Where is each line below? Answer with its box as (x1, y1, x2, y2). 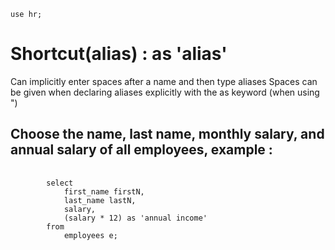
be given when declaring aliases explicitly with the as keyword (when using (10, 86, 320, 98)
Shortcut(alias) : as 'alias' (10, 43, 228, 65)
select (46, 178, 74, 188)
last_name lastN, (63, 195, 137, 205)
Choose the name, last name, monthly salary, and (10, 126, 325, 143)
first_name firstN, (63, 186, 145, 197)
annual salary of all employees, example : (10, 141, 273, 159)
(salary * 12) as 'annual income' (63, 213, 208, 223)
